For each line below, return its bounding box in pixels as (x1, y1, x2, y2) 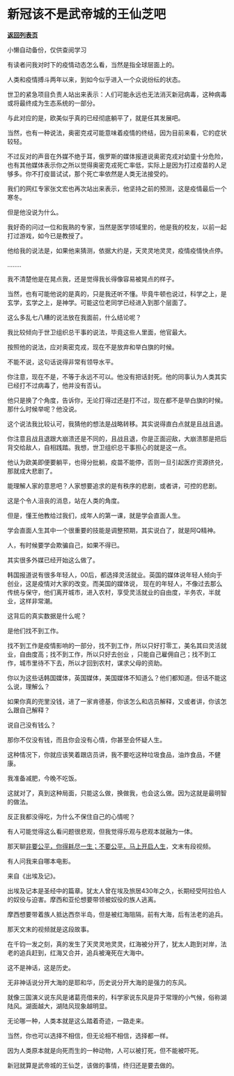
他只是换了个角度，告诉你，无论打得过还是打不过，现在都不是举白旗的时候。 (7, 396, 227, 404)
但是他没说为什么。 (7, 207, 63, 216)
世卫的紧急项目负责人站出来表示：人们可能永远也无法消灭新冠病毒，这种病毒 (7, 90, 227, 98)
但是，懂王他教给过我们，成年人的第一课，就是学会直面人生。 (7, 511, 185, 519)
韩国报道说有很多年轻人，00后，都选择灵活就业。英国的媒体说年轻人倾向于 (7, 570, 223, 579)
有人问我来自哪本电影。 (7, 857, 75, 865)
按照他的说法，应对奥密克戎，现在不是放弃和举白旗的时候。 (7, 343, 178, 351)
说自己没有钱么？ (7, 721, 56, 729)
